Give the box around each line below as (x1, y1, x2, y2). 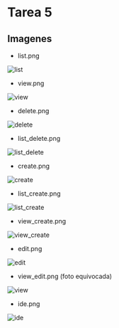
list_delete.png (17, 134, 61, 142)
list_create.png (17, 189, 62, 198)
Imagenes (7, 33, 52, 45)
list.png (17, 51, 40, 60)
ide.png (17, 300, 40, 308)
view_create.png (17, 217, 67, 225)
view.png (17, 79, 45, 88)
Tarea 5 (7, 4, 52, 21)
